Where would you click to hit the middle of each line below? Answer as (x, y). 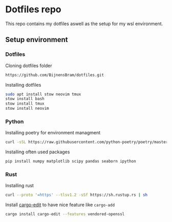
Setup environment (37, 40)
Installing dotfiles (23, 85)
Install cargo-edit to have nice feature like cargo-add (60, 205)
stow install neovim (27, 109)
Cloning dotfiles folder (29, 66)
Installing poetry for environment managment (53, 133)
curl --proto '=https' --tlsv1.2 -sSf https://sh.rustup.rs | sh (76, 195)
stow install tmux (25, 104)
